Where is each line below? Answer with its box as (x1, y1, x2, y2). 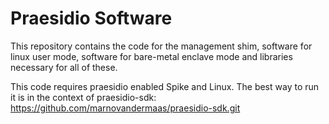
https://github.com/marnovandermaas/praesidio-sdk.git (10, 102, 241, 114)
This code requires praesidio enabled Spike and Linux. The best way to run (10, 80, 320, 92)
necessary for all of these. (10, 61, 118, 73)
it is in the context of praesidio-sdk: (10, 91, 157, 103)
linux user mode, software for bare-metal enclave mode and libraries (10, 50, 293, 62)
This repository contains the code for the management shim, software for (10, 40, 313, 52)
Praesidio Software (10, 7, 173, 30)
